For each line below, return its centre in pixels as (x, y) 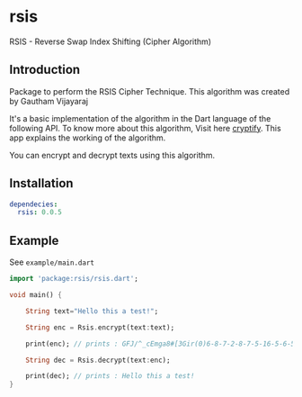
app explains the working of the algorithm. (88, 138)
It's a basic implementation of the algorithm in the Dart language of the (140, 118)
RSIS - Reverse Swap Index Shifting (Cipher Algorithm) (111, 41)
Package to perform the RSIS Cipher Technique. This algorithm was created (150, 91)
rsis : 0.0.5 (40, 212)
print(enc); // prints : (72, 344)
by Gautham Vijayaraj (49, 101)
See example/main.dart (52, 262)
